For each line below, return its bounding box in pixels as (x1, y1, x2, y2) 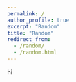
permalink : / (7, 10, 45, 17)
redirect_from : (7, 36, 51, 43)
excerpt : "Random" (7, 23, 60, 30)
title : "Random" (7, 29, 54, 37)
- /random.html (13, 49, 57, 56)
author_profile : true (7, 17, 70, 24)
